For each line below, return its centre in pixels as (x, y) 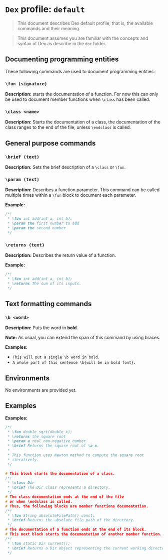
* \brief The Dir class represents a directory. (59, 488)
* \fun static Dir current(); (39, 543)
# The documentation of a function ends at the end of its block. (76, 530)
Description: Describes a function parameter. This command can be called (82, 190)
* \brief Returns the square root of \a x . (53, 446)
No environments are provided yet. (41, 390)
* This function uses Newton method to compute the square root (75, 455)
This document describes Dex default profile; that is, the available (85, 23)
